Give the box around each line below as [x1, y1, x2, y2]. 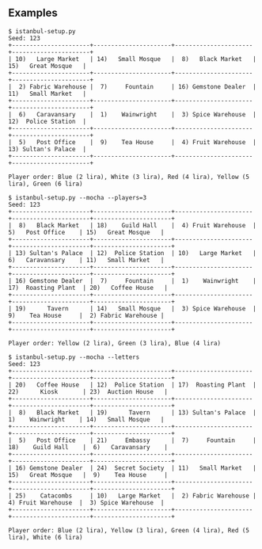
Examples [8, 6, 58, 20]
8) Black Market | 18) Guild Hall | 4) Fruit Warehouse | [18, 221, 257, 229]
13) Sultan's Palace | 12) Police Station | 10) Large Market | [15, 249, 257, 257]
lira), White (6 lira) [8, 533, 83, 541]
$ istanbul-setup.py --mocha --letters [8, 353, 140, 361]
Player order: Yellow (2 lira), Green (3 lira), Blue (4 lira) [8, 339, 222, 347]
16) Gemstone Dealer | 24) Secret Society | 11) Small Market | [15, 463, 257, 472]
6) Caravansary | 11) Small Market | [8, 256, 165, 264]
